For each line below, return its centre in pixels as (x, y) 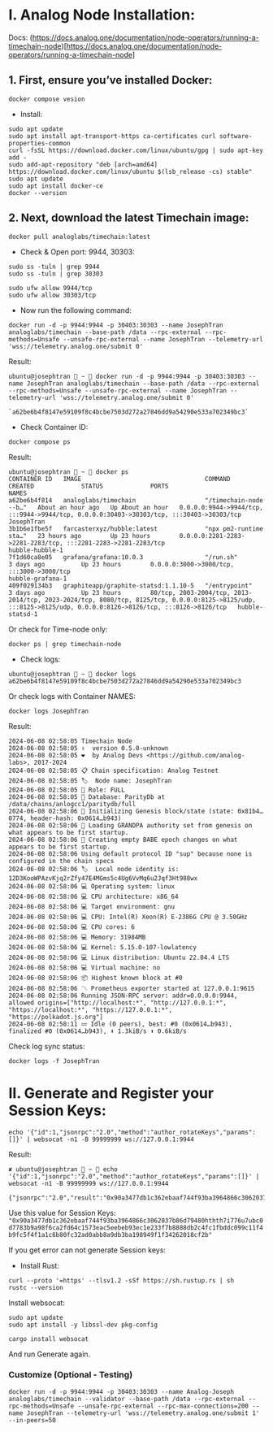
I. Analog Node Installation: (102, 15)
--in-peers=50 (32, 1420)
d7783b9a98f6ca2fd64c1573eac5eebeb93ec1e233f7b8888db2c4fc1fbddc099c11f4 (136, 1228)
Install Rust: (39, 1265)
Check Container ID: (54, 427)
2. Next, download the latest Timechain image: (129, 218)
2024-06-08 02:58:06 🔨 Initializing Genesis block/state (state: (121, 811)
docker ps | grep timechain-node (65, 644)
